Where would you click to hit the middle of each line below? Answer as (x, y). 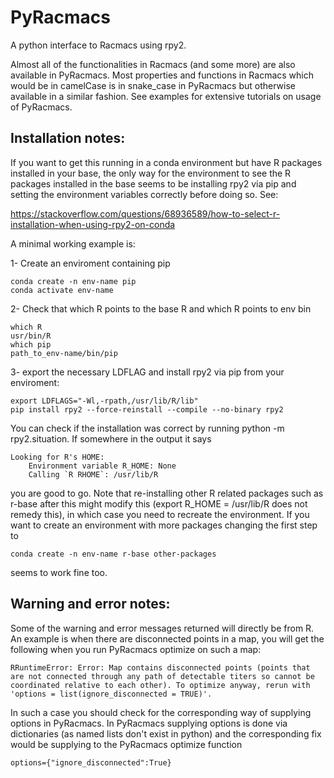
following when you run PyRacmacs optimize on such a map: (136, 649)
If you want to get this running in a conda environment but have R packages (166, 162)
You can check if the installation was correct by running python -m (147, 428)
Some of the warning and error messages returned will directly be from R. (162, 628)
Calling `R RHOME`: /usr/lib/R (93, 474)
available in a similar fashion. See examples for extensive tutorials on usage (166, 96)
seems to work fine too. (59, 572)
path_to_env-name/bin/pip (64, 353)
